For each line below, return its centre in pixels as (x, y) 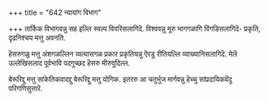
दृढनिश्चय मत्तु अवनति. (37, 38)
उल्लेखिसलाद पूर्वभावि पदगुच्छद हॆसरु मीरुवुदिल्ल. (69, 63)
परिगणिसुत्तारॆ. (26, 88)
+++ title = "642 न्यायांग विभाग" (55, 13)
